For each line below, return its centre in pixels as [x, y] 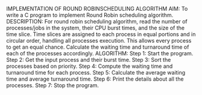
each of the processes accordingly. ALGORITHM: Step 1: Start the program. [100, 53]
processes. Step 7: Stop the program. [53, 85]
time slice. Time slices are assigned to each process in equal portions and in [101, 34]
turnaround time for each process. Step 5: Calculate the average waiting [96, 72]
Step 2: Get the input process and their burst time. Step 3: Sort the [89, 60]
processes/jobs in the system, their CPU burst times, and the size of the [96, 28]
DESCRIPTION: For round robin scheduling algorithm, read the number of [97, 21]
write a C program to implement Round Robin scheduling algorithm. [90, 15]
